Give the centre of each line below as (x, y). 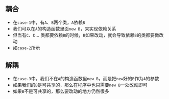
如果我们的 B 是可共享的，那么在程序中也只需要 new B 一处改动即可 (80, 85)
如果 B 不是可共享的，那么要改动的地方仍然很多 (61, 91)
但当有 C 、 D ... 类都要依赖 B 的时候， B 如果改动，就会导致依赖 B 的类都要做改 (88, 35)
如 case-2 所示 (26, 48)
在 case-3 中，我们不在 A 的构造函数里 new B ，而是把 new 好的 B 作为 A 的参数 (86, 78)
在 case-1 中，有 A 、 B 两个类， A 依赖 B (49, 22)
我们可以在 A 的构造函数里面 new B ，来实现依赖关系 (64, 28)
